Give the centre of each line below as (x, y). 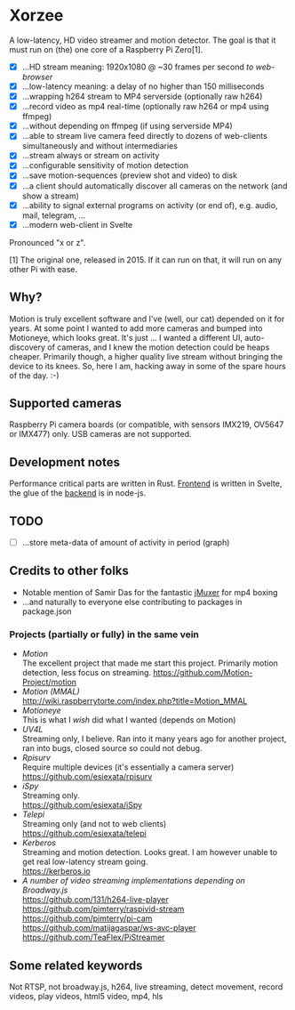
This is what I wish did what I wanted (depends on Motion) (129, 720)
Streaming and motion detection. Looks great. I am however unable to (150, 852)
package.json (47, 611)
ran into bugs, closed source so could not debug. (112, 748)
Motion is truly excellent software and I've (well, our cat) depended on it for (147, 319)
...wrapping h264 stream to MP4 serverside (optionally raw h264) (142, 97)
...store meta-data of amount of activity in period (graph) (126, 542)
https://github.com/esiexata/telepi (84, 834)
